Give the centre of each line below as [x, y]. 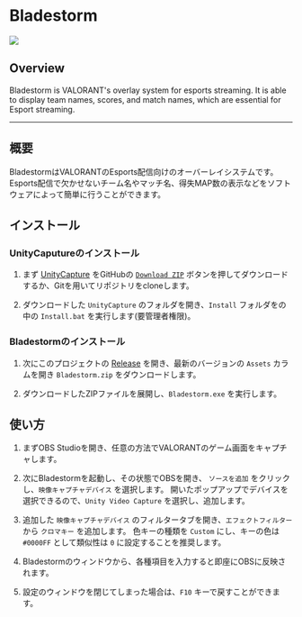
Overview [37, 68]
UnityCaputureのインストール [75, 253]
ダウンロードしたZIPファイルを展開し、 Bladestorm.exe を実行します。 [152, 394]
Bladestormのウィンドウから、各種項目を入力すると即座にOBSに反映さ [154, 562]
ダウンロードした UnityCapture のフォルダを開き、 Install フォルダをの [154, 305]
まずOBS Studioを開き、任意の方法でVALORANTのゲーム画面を [139, 448]
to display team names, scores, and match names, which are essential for [145, 99]
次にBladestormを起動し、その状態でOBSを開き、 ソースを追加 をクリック [156, 478]
